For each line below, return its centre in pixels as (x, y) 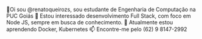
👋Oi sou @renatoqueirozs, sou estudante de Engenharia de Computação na (101, 9)
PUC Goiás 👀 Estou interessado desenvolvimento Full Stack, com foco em (99, 16)
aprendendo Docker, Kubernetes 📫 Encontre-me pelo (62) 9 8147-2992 (97, 29)
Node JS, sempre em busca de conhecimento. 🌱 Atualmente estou (90, 22)
